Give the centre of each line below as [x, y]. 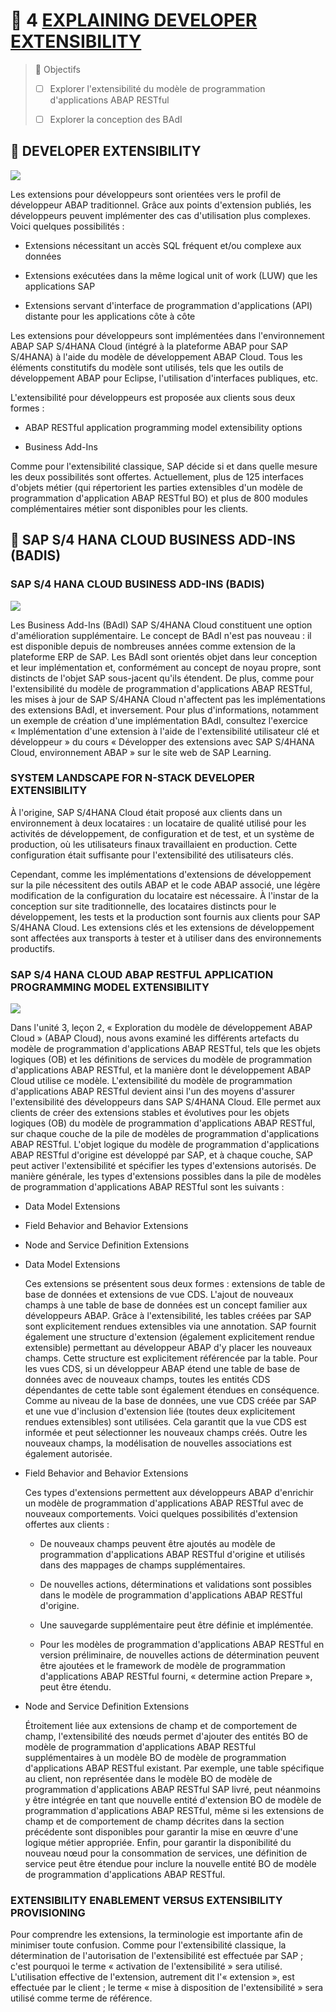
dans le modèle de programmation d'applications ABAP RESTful [171, 1595]
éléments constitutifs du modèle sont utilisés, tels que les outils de [147, 367]
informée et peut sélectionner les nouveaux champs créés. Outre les [166, 1433]
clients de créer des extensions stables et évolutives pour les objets [150, 1113]
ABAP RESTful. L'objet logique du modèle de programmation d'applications [165, 1145]
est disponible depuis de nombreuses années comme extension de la [153, 646]
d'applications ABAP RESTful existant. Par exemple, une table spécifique [174, 1768]
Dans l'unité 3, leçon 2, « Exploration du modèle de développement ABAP [161, 1028]
